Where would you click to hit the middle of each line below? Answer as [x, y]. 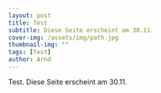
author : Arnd [30, 60]
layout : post [30, 15]
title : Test [28, 23]
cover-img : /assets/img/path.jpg [63, 37]
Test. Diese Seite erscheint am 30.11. [68, 82]
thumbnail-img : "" [38, 45]
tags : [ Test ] [30, 52]
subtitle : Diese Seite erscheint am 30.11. [81, 30]
